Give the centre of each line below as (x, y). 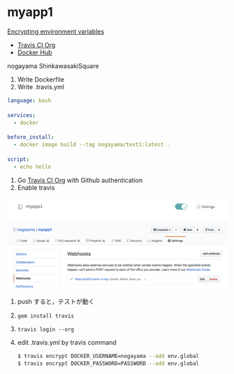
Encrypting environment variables (56, 31)
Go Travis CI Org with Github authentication (80, 180)
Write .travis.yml (41, 87)
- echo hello (32, 167)
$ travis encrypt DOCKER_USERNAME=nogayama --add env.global (108, 357)
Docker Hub (35, 52)
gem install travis (46, 316)
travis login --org (46, 330)
